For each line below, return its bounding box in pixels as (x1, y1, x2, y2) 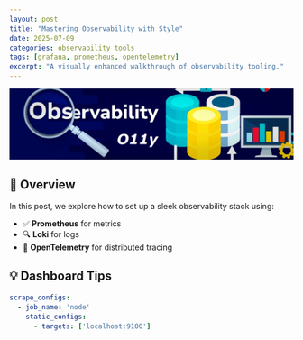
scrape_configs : (9, 293, 70, 302)
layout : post (9, 14, 59, 23)
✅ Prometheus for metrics (22, 218, 122, 229)
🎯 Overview (9, 177, 76, 192)
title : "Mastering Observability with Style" (9, 23, 183, 33)
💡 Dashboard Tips (9, 268, 113, 283)
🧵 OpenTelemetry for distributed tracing (22, 242, 173, 253)
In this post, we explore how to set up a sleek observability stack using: (9, 201, 275, 212)
